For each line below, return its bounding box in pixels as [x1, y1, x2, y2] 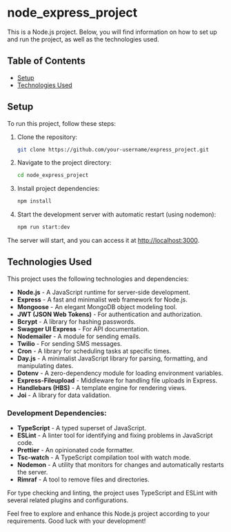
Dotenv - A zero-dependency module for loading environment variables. [17, 369, 223, 377]
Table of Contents [7, 55, 86, 67]
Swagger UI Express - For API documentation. [17, 324, 150, 333]
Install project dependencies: [17, 185, 100, 193]
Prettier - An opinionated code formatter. [17, 446, 134, 455]
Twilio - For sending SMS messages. [17, 339, 123, 347]
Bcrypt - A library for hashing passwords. [17, 317, 136, 326]
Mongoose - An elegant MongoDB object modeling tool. [17, 302, 177, 311]
